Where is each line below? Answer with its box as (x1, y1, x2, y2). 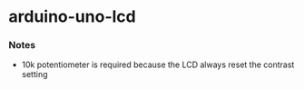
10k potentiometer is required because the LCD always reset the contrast (21, 59, 295, 70)
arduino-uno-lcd (8, 6, 137, 27)
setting (21, 69, 48, 80)
